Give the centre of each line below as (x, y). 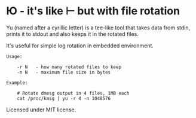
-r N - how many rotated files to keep (69, 67)
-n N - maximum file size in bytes (64, 72)
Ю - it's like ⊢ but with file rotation (93, 11)
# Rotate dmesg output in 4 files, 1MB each (73, 93)
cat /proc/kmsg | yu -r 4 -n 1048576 (64, 98)
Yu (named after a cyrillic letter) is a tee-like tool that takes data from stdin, (98, 28)
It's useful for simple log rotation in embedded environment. (80, 46)
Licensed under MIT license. (41, 110)
